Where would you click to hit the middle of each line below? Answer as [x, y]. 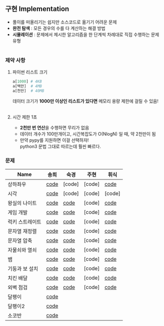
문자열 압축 [20, 240]
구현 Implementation [37, 9]
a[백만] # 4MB [27, 86]
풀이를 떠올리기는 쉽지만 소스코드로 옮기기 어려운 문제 [64, 22]
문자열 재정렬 [22, 231]
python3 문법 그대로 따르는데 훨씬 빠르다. [60, 146]
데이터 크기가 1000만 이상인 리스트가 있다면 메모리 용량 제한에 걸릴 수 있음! [85, 101]
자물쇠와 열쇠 [22, 250]
